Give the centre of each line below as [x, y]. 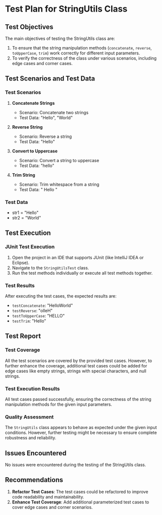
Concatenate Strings [33, 103]
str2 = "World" [26, 217]
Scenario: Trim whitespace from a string [59, 184]
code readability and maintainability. [48, 497]
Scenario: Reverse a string [45, 136]
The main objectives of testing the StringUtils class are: [60, 38]
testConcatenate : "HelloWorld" [43, 305]
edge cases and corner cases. [42, 63]
